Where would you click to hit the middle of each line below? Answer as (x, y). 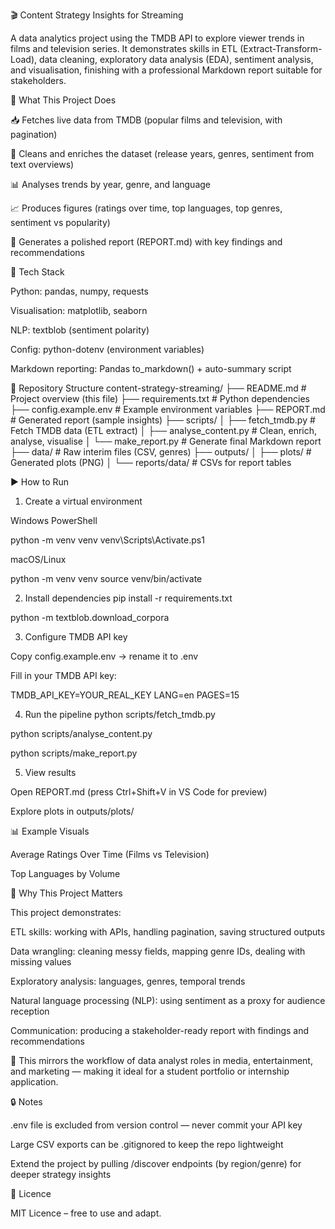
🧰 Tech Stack (37, 272)
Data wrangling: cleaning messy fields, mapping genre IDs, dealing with (158, 951)
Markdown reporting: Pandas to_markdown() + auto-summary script (151, 368)
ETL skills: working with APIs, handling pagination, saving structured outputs (168, 932)
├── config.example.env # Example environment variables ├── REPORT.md (168, 409)
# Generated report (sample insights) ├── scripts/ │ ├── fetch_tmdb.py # (163, 420)
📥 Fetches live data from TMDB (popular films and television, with (146, 120)
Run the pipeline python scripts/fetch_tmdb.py (120, 714)
